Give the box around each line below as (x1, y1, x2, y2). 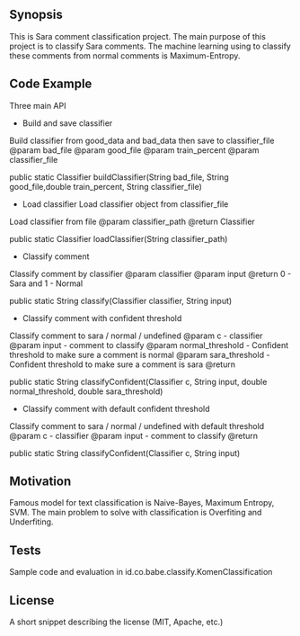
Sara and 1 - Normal (9, 278, 84, 289)
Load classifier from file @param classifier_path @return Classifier (9, 216, 256, 227)
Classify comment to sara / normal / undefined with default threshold (9, 420, 265, 431)
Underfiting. (9, 516, 54, 527)
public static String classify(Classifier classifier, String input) (9, 295, 233, 306)
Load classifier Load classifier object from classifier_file (22, 198, 229, 210)
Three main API (9, 100, 66, 111)
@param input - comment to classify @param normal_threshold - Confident (9, 339, 289, 350)
